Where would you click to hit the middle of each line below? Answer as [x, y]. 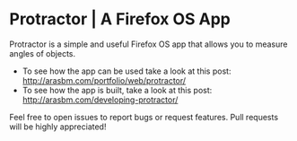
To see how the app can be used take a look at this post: [127, 71]
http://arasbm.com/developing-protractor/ [100, 100]
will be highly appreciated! [58, 127]
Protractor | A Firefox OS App [120, 19]
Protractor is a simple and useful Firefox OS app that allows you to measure [148, 44]
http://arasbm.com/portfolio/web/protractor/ [104, 80]
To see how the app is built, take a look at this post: [117, 90]
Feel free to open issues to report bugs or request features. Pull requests [144, 117]
